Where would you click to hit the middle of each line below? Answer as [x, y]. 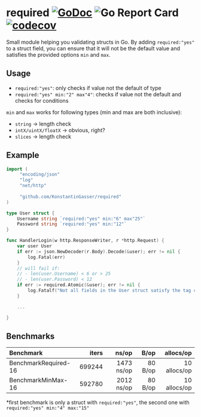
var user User [34, 246]
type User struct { [31, 213]
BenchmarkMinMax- [39, 381]
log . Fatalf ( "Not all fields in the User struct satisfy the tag [109, 291]
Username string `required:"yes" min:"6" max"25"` [81, 219]
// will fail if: [39, 268]
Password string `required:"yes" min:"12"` [72, 224]
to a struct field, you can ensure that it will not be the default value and [93, 48]
